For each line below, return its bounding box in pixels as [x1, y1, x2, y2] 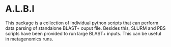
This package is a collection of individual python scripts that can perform [5, 20, 159, 26]
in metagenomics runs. [5, 36, 53, 42]
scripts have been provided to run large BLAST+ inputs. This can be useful [5, 30, 161, 36]
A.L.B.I [5, 3, 35, 15]
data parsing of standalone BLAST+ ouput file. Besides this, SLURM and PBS [5, 25, 166, 31]
